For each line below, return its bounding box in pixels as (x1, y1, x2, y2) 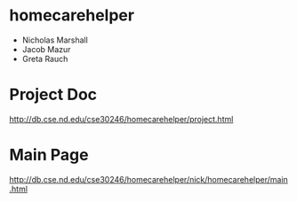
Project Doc (9, 85, 98, 105)
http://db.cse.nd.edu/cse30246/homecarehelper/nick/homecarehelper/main (9, 174, 289, 184)
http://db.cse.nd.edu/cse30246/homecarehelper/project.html (9, 113, 234, 124)
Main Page (9, 145, 89, 165)
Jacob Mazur (21, 43, 71, 54)
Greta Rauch (21, 53, 68, 64)
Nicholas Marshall (21, 35, 89, 45)
